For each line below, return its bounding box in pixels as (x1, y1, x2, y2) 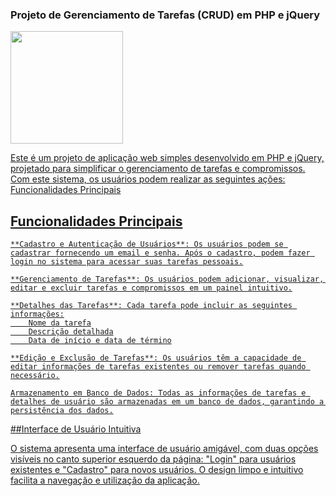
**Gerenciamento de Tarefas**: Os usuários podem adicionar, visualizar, (10, 274, 325, 285)
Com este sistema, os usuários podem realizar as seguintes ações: (10, 173, 286, 185)
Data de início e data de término (28, 336, 172, 346)
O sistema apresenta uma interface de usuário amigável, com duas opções (10, 443, 319, 455)
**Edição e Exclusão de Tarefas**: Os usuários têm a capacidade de (10, 353, 302, 363)
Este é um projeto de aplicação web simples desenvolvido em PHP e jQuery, (10, 152, 325, 164)
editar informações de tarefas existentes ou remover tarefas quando (10, 362, 307, 372)
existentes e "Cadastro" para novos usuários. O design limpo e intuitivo (10, 464, 304, 476)
